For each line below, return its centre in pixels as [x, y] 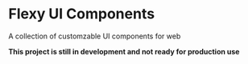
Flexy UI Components [82, 14]
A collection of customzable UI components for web [95, 36]
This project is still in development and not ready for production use [124, 51]
